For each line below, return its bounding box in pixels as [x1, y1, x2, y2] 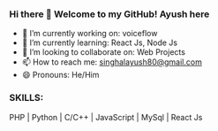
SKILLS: [9, 92, 44, 104]
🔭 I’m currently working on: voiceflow [21, 28, 158, 39]
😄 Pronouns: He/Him [21, 70, 100, 81]
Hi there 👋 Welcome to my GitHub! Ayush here [9, 8, 210, 20]
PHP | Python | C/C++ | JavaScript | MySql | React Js [9, 112, 203, 122]
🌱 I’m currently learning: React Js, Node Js [21, 37, 178, 48]
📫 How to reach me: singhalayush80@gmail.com [21, 57, 203, 67]
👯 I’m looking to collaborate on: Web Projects [21, 47, 185, 58]
